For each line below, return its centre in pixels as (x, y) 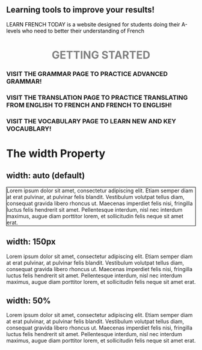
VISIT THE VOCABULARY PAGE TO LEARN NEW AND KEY (91, 121)
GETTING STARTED (101, 55)
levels (14, 31)
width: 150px (31, 242)
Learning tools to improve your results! (81, 10)
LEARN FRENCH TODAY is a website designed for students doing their (93, 24)
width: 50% (29, 300)
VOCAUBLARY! (29, 129)
